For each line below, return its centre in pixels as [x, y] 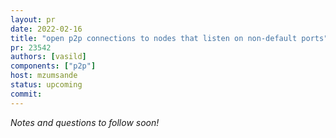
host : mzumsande [44, 76]
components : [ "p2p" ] [53, 66]
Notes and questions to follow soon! [85, 122]
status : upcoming [46, 85]
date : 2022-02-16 [46, 29]
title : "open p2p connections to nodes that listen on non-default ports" [169, 38]
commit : [26, 94]
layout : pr [33, 19]
